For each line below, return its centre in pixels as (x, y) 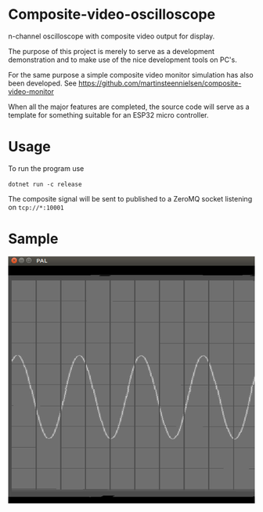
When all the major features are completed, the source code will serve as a (129, 107)
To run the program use (46, 168)
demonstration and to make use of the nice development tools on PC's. (122, 60)
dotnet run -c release (45, 184)
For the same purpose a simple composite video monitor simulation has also (131, 74)
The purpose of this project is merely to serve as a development (112, 51)
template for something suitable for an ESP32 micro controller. (108, 114)
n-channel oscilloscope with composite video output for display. (112, 36)
